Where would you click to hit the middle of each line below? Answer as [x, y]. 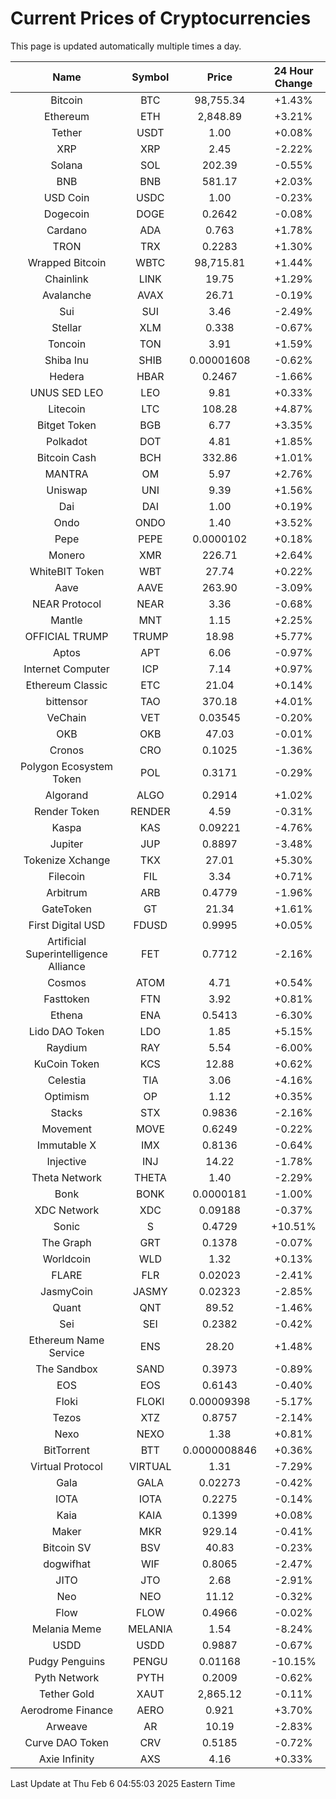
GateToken [66, 909]
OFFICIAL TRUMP [66, 636]
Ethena [66, 1015]
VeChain [66, 717]
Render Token [66, 811]
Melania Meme [66, 1629]
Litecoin [67, 409]
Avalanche [66, 295]
